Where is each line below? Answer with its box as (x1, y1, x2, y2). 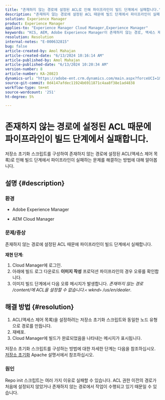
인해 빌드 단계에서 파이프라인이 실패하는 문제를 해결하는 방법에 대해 (15, 157, 144, 163)
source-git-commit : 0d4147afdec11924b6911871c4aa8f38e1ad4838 (5, 80, 135, 85)
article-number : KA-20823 (5, 71, 58, 76)
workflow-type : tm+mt (5, 85, 50, 90)
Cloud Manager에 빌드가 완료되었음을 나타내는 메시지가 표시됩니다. (12, 335, 142, 341)
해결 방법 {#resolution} (5, 302, 74, 311)
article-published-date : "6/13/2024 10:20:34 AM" (5, 62, 109, 67)
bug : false (5, 44, 27, 49)
